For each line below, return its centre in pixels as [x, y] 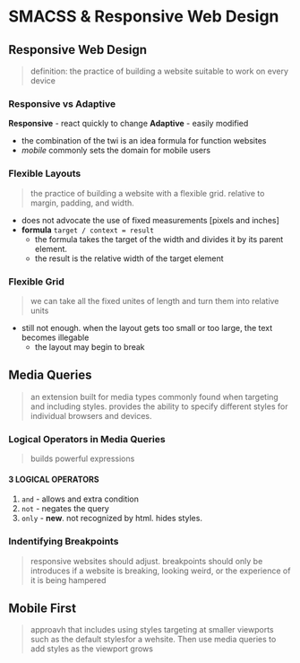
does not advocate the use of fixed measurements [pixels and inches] [150, 220]
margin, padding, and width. [82, 203]
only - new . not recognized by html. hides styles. [112, 519]
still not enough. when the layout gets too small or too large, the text [147, 327]
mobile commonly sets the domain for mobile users [116, 151]
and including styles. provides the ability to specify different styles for [159, 406]
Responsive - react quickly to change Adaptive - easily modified [129, 124]
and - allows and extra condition [80, 499]
